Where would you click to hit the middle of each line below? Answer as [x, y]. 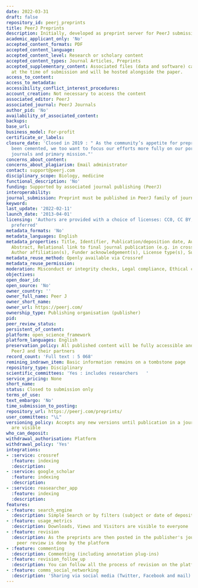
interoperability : [29, 192]
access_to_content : [30, 77]
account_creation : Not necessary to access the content [76, 94]
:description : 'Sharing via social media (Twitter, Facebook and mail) [101, 576]
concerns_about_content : [37, 160]
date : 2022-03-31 [27, 11]
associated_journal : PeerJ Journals [51, 105]
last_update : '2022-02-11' [39, 209]
